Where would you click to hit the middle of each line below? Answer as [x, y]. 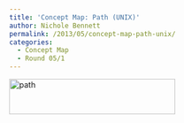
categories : [31, 42]
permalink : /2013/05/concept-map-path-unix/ [92, 34]
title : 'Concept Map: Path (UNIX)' [75, 17]
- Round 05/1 [41, 58]
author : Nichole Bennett [55, 26]
